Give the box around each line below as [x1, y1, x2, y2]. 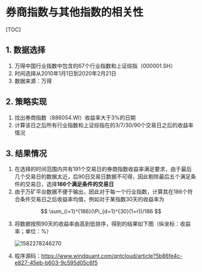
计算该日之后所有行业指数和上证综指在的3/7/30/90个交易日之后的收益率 [14, 121, 194, 129]
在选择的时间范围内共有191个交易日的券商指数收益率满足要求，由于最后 [14, 166, 192, 173]
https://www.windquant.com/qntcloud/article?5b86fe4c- [41, 252, 183, 260]
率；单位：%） [14, 228, 52, 235]
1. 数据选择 [5, 45, 46, 55]
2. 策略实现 [5, 97, 47, 107]
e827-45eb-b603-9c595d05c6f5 [14, 259, 98, 267]
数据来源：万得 [14, 77, 52, 85]
